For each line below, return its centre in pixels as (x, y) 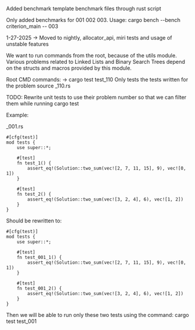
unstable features (27, 44)
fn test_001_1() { (39, 257)
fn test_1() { (34, 163)
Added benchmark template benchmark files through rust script (84, 9)
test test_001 (22, 321)
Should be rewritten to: (34, 221)
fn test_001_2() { (39, 289)
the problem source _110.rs (38, 86)
